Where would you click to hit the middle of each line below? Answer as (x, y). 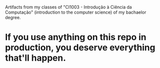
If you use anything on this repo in (76, 37)
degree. (13, 17)
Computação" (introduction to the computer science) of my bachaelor (76, 12)
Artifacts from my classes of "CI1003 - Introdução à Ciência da (68, 7)
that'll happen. (36, 58)
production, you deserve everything (80, 48)
